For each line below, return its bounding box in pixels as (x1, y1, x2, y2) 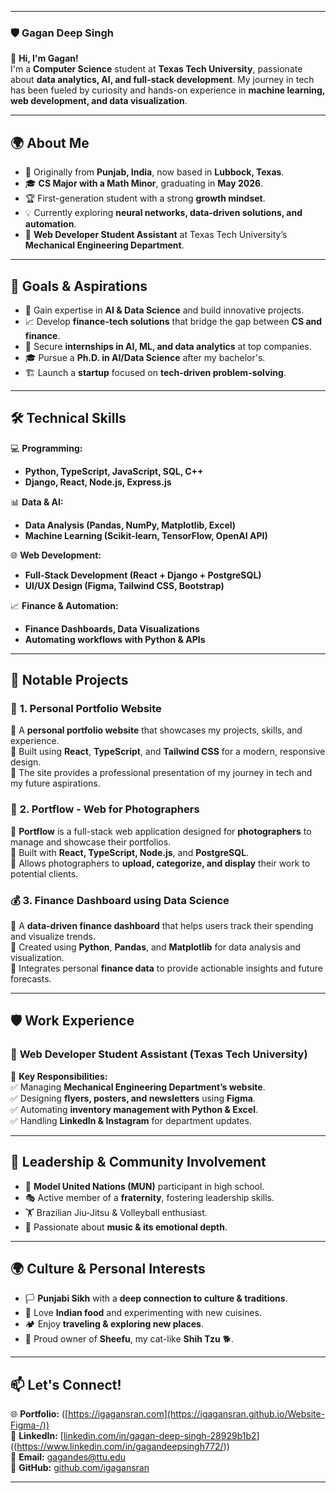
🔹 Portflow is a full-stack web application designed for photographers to (10, 825, 312, 837)
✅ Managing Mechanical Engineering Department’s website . (10, 1081, 266, 1093)
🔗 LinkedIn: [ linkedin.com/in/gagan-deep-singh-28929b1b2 (10, 1430, 257, 1442)
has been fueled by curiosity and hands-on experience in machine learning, (10, 84, 326, 96)
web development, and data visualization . (10, 95, 188, 107)
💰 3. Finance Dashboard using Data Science (10, 893, 230, 907)
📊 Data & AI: (10, 496, 64, 508)
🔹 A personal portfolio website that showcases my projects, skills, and (10, 724, 303, 736)
